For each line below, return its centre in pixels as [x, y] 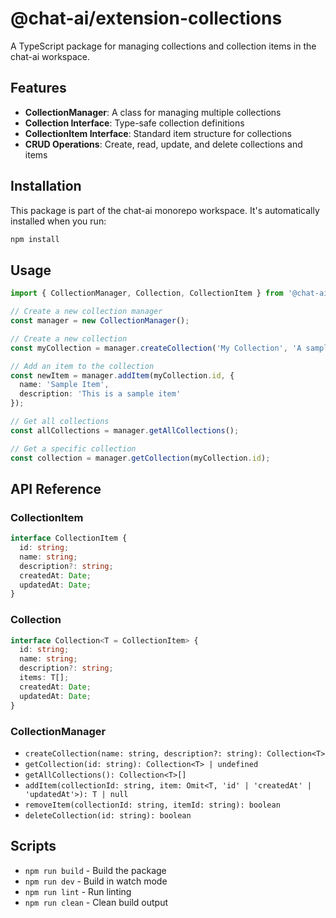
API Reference [56, 488]
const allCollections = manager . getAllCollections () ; [125, 430]
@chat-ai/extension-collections [146, 18]
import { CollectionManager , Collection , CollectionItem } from [147, 293]
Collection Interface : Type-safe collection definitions [134, 123]
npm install [35, 239]
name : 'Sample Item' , [64, 385]
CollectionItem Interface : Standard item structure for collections [158, 133]
